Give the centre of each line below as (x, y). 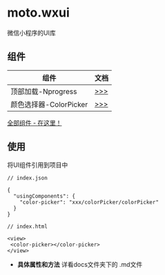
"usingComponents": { (45, 196)
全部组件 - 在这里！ (35, 123)
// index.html (28, 227)
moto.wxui (39, 13)
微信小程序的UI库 (32, 33)
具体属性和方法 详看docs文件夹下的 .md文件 (80, 264)
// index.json (28, 178)
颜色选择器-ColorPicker (49, 104)
